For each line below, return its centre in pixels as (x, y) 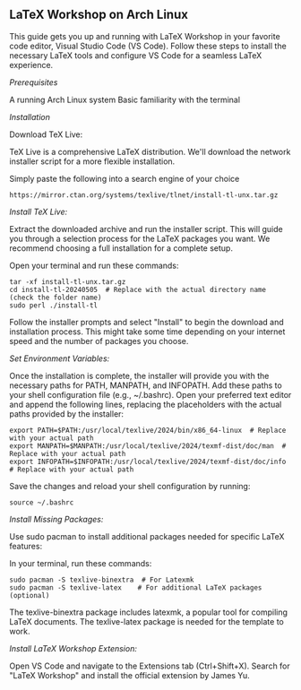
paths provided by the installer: (66, 414)
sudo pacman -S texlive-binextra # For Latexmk (102, 580)
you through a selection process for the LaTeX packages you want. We (140, 238)
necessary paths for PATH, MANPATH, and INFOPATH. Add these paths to (146, 385)
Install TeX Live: (39, 211)
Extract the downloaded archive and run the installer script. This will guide (146, 229)
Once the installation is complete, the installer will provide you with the (139, 375)
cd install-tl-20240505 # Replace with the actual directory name (138, 289)
